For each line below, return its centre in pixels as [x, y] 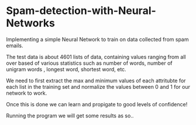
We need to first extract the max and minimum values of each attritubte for [96, 81]
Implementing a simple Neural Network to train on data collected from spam [97, 39]
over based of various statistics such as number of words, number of [89, 63]
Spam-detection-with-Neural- [81, 11]
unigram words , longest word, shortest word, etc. [66, 69]
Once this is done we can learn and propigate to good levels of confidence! [97, 104]
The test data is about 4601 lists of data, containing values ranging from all [96, 57]
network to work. [27, 93]
